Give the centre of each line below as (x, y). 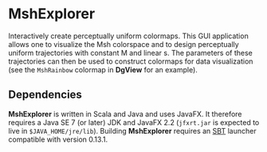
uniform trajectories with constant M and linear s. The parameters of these (131, 53)
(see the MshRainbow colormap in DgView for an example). (103, 69)
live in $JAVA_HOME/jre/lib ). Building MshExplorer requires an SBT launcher (132, 131)
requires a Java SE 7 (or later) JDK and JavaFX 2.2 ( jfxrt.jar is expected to (134, 122)
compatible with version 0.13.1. (58, 139)
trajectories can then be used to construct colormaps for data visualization (131, 61)
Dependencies (45, 95)
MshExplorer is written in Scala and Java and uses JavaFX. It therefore (125, 114)
